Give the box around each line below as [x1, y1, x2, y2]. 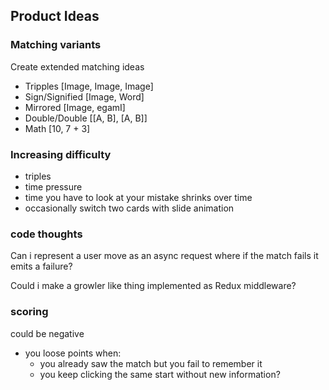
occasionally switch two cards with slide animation [24, 202, 235, 214]
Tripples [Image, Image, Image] [24, 80, 154, 92]
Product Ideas [10, 8, 100, 25]
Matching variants [10, 38, 102, 52]
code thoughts [10, 227, 83, 241]
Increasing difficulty [10, 147, 112, 161]
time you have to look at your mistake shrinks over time [24, 191, 253, 203]
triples [24, 170, 52, 182]
